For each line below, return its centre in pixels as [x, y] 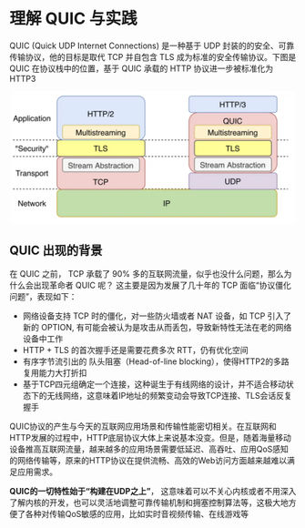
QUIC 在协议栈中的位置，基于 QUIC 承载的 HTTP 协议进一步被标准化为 [142, 68]
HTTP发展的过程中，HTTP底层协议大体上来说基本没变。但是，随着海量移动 [150, 438]
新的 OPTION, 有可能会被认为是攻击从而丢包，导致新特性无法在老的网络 [157, 328]
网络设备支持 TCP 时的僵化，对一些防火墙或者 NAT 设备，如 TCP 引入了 [157, 316]
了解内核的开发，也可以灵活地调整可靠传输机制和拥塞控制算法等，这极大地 [149, 503]
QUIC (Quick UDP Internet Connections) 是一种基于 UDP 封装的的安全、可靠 [152, 46]
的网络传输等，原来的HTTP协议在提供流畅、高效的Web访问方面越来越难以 [148, 461]
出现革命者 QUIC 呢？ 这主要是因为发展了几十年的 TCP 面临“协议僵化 [162, 285]
